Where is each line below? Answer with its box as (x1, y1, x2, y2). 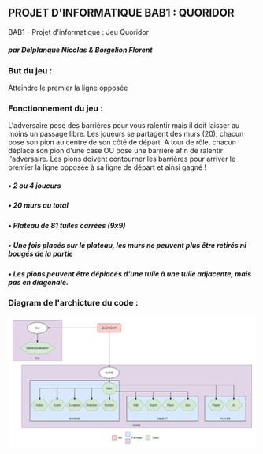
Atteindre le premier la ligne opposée (8, 83, 128, 93)
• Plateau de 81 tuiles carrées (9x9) (8, 220, 126, 230)
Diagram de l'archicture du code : (8, 297, 139, 308)
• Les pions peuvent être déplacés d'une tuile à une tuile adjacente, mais (8, 268, 252, 279)
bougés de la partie (8, 249, 73, 259)
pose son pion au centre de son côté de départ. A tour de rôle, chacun (8, 137, 237, 147)
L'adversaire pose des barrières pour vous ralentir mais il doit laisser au (8, 121, 240, 130)
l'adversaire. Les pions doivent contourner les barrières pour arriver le (8, 154, 236, 164)
